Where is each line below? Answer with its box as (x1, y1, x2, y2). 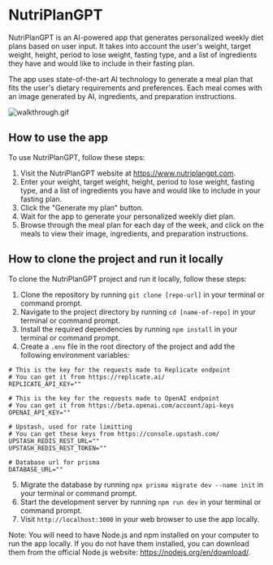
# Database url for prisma (8, 458, 100, 467)
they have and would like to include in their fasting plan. (8, 59, 195, 68)
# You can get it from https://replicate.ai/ (8, 372, 165, 381)
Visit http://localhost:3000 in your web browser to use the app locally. (19, 514, 260, 524)
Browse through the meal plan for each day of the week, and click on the (19, 219, 264, 229)
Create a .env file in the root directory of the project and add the (19, 341, 236, 351)
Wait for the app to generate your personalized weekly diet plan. (19, 211, 236, 221)
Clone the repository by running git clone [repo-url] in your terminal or (19, 289, 265, 299)
